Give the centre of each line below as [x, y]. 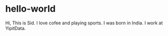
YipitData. [16, 28]
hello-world [31, 9]
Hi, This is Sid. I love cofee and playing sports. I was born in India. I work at [84, 23]
